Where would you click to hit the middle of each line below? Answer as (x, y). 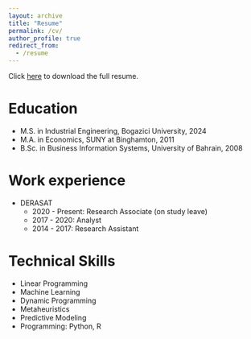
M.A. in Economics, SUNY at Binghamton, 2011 (97, 139)
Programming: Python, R (61, 326)
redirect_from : (34, 46)
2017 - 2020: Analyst (67, 220)
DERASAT (36, 203)
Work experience (67, 181)
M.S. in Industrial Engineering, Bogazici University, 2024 (113, 130)
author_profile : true (45, 38)
